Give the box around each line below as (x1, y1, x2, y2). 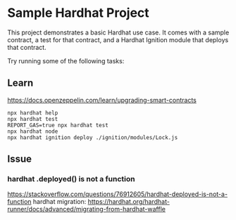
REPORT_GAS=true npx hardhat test (7, 122, 109, 129)
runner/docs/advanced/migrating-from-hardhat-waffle (7, 205, 166, 214)
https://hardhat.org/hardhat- (87, 198, 170, 206)
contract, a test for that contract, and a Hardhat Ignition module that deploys (7, 35, 229, 44)
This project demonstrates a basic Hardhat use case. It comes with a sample (7, 28, 230, 37)
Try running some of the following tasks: (7, 56, 125, 65)
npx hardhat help (7, 109, 58, 117)
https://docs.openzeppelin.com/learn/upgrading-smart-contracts (7, 96, 197, 104)
